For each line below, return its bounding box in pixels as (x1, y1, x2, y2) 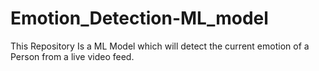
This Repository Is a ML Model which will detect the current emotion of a (10, 40, 310, 52)
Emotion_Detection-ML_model (10, 7, 269, 30)
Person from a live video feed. (10, 50, 135, 62)
